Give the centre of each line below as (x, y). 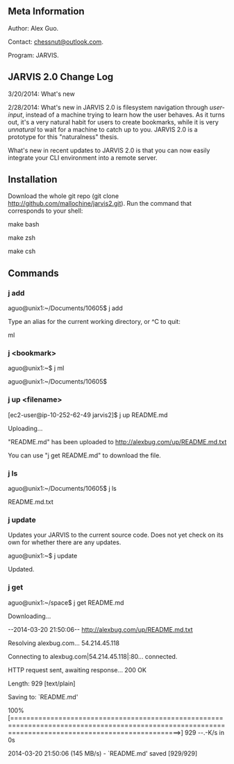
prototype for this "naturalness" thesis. (64, 137)
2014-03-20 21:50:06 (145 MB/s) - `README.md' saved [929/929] (103, 753)
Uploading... (25, 428)
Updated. (21, 569)
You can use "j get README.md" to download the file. (85, 455)
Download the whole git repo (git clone (64, 196)
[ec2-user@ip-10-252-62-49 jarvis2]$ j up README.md (88, 415)
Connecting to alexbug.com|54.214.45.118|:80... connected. (93, 656)
